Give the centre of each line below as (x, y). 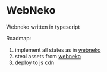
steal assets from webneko (48, 56)
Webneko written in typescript (43, 27)
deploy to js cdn (34, 62)
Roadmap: (19, 38)
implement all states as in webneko (58, 50)
